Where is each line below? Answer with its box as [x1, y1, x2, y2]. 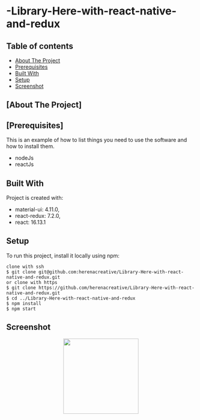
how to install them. [6, 143, 55, 150]
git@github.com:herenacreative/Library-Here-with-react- [38, 269, 184, 275]
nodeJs [14, 155, 34, 162]
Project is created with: [6, 194, 64, 202]
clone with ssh [6, 264, 44, 270]
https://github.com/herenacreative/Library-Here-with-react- [38, 285, 195, 291]
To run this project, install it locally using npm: [6, 252, 120, 259]
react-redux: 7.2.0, [14, 212, 61, 220]
